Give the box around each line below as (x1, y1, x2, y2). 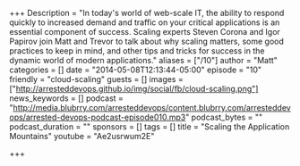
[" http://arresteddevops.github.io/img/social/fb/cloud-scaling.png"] (9, 84, 259, 94)
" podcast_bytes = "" (184, 112, 263, 122)
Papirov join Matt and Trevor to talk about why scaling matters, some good (9, 36, 284, 46)
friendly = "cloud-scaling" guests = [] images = (9, 74, 184, 84)
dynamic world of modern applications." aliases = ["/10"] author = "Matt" (9, 55, 278, 65)
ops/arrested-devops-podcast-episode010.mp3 (9, 112, 186, 122)
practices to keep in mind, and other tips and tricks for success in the (9, 46, 265, 56)
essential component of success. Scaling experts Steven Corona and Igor (9, 27, 280, 37)
